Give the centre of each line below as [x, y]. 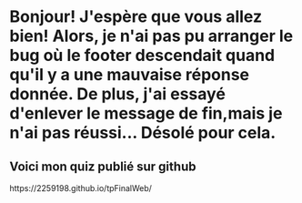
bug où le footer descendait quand [142, 56]
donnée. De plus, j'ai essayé [117, 94]
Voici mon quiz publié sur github [103, 166]
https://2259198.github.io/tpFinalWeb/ [81, 188]
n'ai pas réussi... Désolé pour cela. [143, 133]
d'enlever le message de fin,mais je [146, 113]
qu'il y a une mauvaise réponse [130, 75]
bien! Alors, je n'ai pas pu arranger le [151, 36]
